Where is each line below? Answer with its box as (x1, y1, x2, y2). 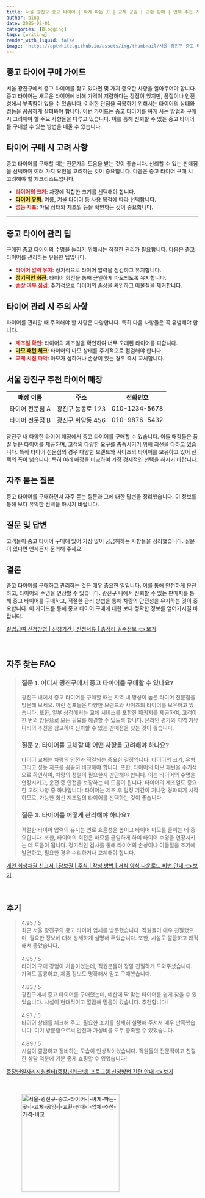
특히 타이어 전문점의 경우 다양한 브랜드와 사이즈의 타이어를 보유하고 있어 (19, 448, 190, 455)
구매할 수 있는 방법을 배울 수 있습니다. (12, 123, 103, 130)
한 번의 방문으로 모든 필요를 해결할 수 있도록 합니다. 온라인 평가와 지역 (21, 717, 187, 724)
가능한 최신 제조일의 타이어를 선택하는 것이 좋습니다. (39, 794, 164, 802)
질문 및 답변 (6, 520, 48, 530)
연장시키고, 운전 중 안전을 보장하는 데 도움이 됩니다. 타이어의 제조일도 (21, 779, 186, 786)
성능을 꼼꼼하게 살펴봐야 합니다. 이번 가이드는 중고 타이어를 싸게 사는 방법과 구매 (6, 108, 197, 115)
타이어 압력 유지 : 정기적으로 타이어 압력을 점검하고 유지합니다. (15, 266, 162, 274)
